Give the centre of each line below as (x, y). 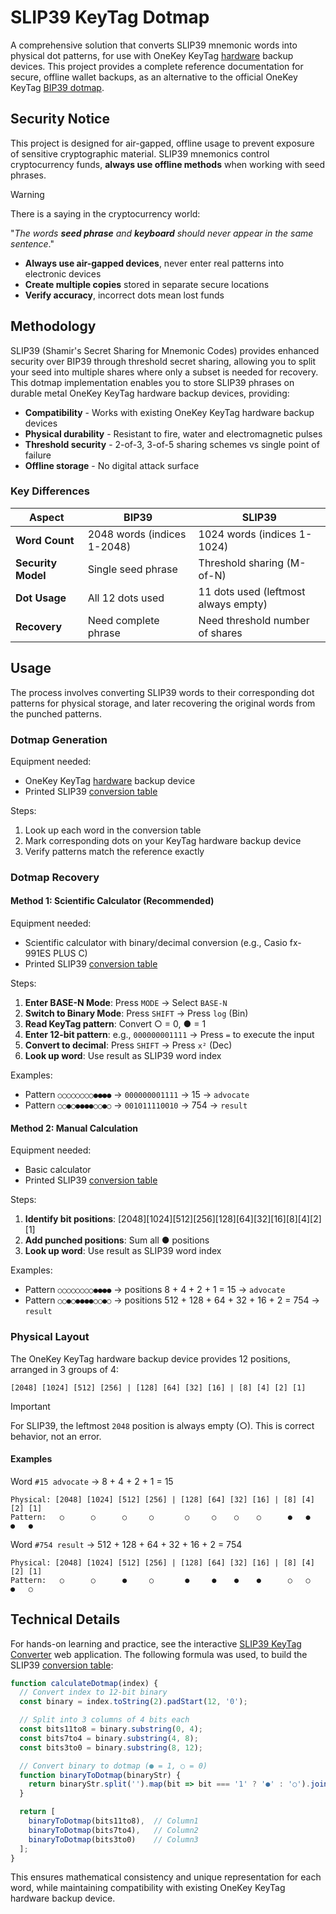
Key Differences (50, 491)
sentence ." (32, 243)
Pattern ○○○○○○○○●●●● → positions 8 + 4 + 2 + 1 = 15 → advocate (155, 1290)
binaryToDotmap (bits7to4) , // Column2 (113, 1830)
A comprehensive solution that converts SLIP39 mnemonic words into (154, 45)
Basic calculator (58, 1170)
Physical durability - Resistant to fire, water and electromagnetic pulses (173, 433)
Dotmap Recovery (55, 877)
